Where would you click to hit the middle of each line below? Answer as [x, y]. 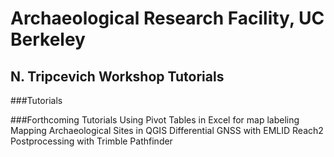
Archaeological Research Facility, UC [167, 18]
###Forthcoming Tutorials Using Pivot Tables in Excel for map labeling [155, 120]
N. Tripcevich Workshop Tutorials [117, 76]
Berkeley [48, 39]
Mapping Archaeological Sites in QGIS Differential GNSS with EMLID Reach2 [167, 130]
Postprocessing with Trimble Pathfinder [91, 141]
